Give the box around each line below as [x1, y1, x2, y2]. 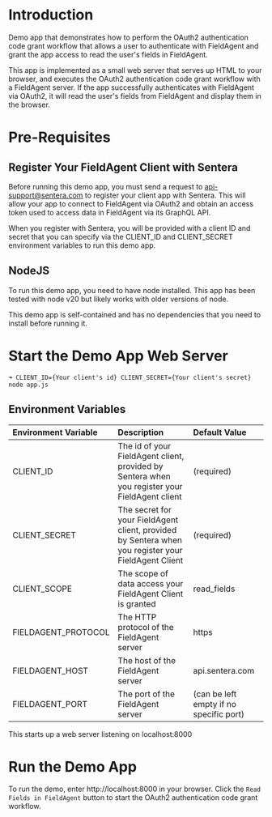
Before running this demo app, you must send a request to [8, 181, 203, 191]
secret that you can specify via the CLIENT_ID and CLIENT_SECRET [8, 232, 233, 241]
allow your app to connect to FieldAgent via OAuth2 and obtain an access [8, 198, 253, 208]
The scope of [117, 568, 168, 579]
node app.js [8, 381, 49, 389]
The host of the [117, 654, 176, 666]
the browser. [8, 100, 51, 109]
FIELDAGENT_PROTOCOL [12, 626, 111, 637]
